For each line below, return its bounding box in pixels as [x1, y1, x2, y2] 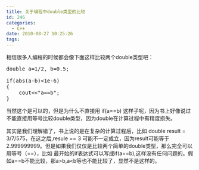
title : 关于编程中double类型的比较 [6, 8, 85, 15]
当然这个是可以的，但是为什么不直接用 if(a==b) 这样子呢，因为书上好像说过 [6, 107, 191, 114]
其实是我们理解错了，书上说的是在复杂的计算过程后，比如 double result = [6, 128, 186, 134]
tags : [6, 36, 20, 42]
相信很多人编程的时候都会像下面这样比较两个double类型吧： [6, 54, 154, 60]
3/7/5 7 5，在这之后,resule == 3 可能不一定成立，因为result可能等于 [6, 135, 170, 142]
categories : [6, 20, 36, 26]
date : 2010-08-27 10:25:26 [6, 31, 73, 37]
